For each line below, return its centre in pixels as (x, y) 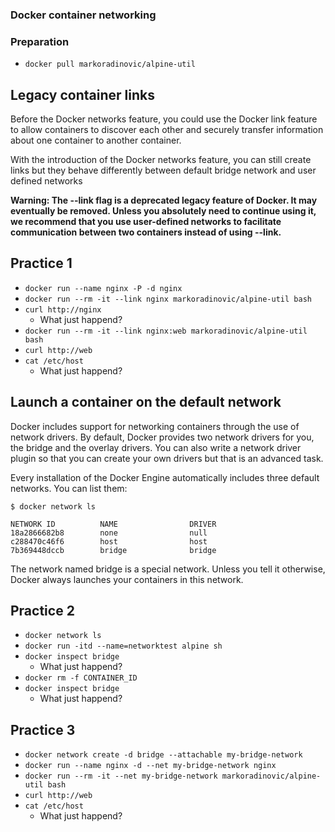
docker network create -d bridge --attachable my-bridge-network (163, 755)
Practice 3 (43, 729)
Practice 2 (42, 611)
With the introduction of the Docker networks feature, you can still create (161, 160)
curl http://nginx (63, 309)
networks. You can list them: (69, 488)
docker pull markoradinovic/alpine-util (110, 64)
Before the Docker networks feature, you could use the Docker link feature (164, 119)
